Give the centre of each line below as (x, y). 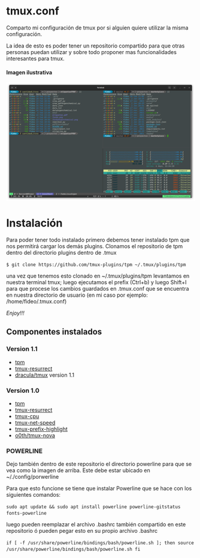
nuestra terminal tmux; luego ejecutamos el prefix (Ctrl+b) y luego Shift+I (96, 282)
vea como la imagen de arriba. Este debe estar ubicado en (78, 470)
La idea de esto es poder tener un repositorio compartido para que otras (96, 46)
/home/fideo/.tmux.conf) (37, 302)
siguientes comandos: (34, 495)
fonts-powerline (26, 514)
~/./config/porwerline (33, 477)
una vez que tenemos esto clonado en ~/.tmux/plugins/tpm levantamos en (98, 276)
